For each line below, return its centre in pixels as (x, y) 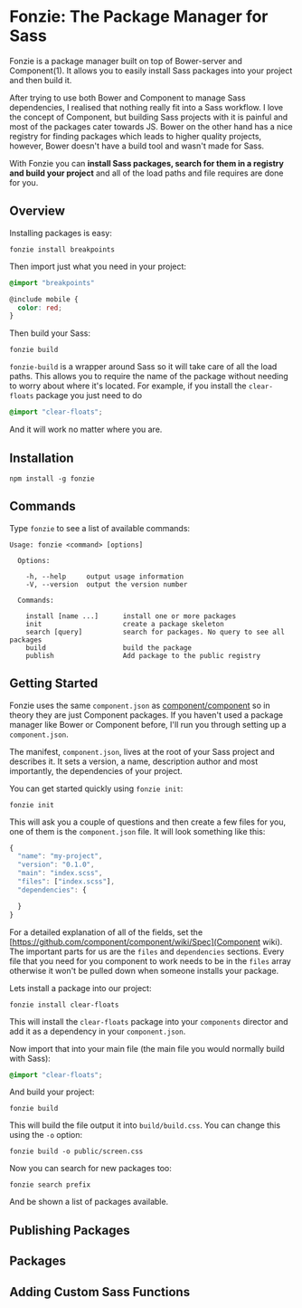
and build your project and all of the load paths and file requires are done (146, 173)
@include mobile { (44, 299)
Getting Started (54, 684)
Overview (38, 211)
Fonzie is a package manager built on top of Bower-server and (126, 61)
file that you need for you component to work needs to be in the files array (150, 960)
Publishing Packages (70, 1230)
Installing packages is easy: (61, 233)
